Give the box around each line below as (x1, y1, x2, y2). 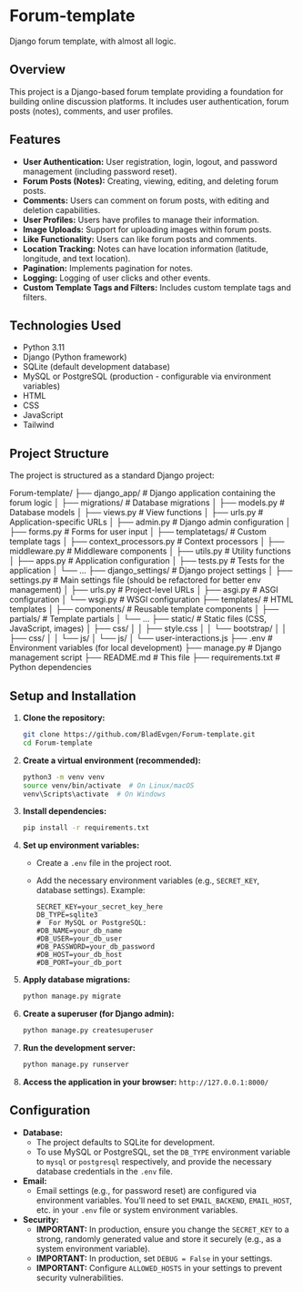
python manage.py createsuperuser (22, 1026, 154, 1035)
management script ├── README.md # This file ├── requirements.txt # (9, 652, 280, 663)
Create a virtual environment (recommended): (22, 755, 202, 766)
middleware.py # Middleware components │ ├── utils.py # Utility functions (9, 545, 291, 556)
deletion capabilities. (22, 204, 101, 215)
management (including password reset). (22, 166, 177, 177)
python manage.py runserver (22, 1060, 129, 1069)
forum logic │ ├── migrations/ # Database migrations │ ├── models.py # (9, 497, 285, 508)
